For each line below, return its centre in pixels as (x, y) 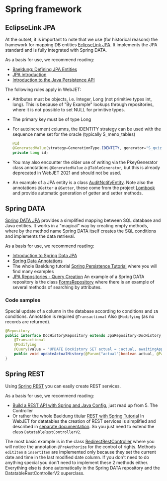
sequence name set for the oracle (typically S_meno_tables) (74, 134)
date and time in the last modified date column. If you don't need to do (77, 457)
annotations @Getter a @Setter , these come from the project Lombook (83, 188)
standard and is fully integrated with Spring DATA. (56, 50)
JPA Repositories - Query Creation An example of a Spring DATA (78, 277)
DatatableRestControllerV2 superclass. (45, 473)
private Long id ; (30, 153)
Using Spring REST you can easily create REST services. (63, 386)
